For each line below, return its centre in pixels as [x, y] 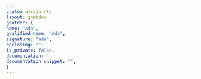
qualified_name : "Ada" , [36, 34]
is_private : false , [31, 50]
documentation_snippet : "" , [41, 61]
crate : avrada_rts [29, 12]
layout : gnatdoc [26, 17]
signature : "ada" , [29, 39]
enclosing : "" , [25, 45]
